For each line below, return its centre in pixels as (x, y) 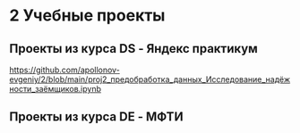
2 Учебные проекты (87, 16)
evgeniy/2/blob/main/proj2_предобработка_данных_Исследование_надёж (150, 79)
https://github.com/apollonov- (65, 70)
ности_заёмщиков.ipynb (55, 89)
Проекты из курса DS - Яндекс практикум (133, 49)
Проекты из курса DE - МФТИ (96, 117)
